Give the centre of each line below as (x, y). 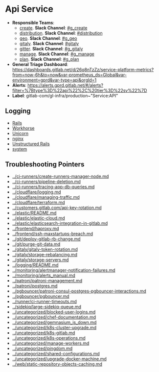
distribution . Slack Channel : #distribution (61, 33)
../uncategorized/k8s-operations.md (49, 338)
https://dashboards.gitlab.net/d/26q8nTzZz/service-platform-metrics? (83, 69)
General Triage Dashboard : (40, 64)
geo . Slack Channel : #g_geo (48, 38)
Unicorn (20, 133)
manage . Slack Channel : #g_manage (57, 54)
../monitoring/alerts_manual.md (44, 275)
